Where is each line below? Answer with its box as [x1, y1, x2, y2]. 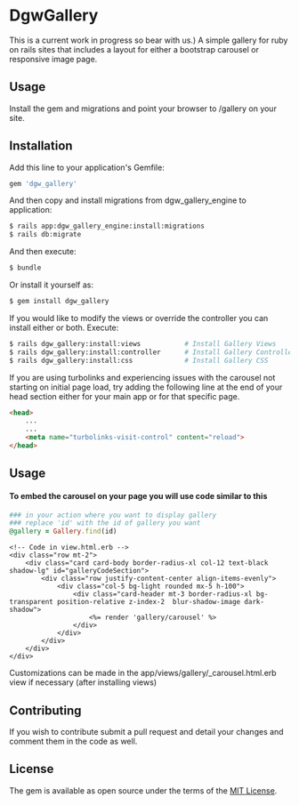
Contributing [9, 703, 82, 718]
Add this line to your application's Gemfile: [9, 162, 165, 173]
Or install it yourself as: [9, 279, 93, 290]
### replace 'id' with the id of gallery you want [9, 519, 201, 527]
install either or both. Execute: [9, 322, 119, 333]
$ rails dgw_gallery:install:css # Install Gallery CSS [9, 356, 269, 365]
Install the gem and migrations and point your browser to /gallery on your [9, 103, 278, 114]
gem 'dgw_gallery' [9, 179, 77, 188]
